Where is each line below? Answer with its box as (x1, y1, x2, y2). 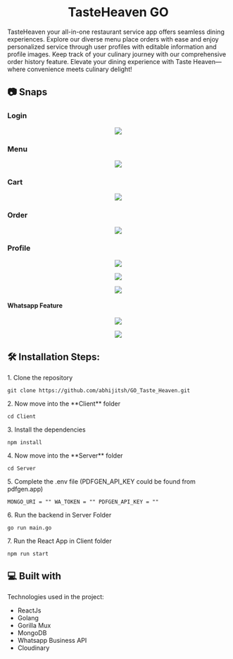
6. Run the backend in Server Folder (7, 510, 112, 519)
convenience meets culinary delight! (27, 65, 132, 73)
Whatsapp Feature (7, 301, 63, 310)
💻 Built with (7, 570, 62, 582)
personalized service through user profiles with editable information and (7, 42, 217, 51)
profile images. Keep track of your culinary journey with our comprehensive (7, 50, 227, 58)
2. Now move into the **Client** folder (7, 399, 121, 408)
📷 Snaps (7, 86, 48, 99)
